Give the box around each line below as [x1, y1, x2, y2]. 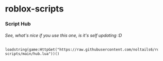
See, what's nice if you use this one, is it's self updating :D [5, 32, 122, 38]
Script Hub [5, 21, 31, 27]
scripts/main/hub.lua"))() [5, 51, 60, 56]
